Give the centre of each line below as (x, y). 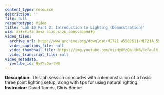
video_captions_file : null (37, 46)
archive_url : (23, 41)
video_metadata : (21, 59)
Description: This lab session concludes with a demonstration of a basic (78, 78)
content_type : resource (29, 9)
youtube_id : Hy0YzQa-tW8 (35, 63)
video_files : (18, 37)
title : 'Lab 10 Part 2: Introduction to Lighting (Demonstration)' (75, 28)
